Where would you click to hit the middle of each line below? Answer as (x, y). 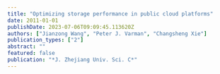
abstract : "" (27, 47)
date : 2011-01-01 (33, 20)
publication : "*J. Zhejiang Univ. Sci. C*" (73, 60)
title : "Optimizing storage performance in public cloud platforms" (110, 14)
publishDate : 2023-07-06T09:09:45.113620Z (71, 27)
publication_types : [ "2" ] (45, 40)
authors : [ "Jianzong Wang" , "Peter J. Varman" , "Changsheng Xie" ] (107, 33)
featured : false (31, 54)
